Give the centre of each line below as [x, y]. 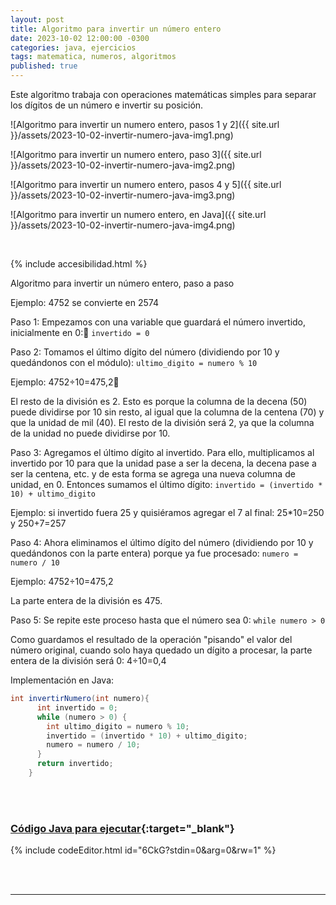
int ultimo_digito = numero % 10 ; [118, 726]
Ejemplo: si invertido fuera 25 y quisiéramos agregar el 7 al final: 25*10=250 [167, 512]
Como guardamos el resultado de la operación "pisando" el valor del [151, 639]
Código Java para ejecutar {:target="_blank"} [122, 828]
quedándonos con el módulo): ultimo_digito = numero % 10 [134, 362]
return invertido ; [75, 764]
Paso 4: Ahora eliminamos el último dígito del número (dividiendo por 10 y [162, 542]
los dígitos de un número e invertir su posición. [107, 105]
